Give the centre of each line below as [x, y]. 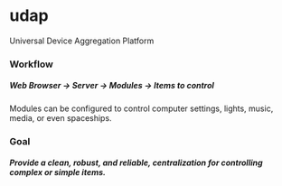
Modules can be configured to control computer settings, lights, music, [141, 108]
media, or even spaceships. [61, 117]
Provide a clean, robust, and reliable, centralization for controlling [136, 163]
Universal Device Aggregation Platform [82, 41]
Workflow [32, 64]
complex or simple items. [58, 172]
